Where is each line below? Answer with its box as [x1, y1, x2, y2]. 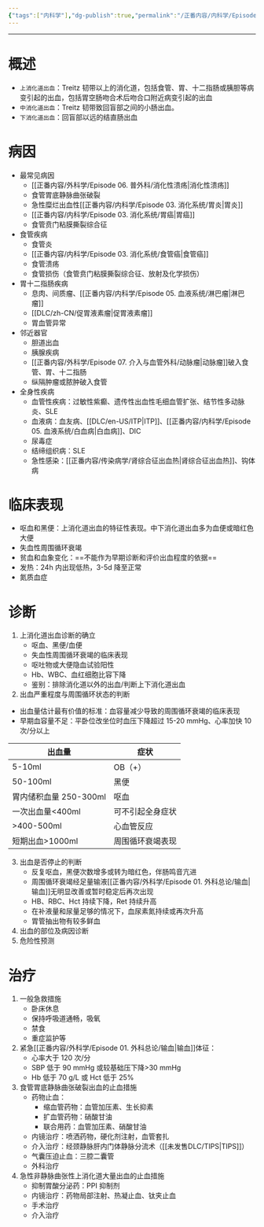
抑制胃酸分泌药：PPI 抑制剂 [31, 1181, 120, 1191]
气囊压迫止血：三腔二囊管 [31, 1151, 115, 1161]
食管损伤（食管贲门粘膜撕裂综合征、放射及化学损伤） [31, 268, 204, 278]
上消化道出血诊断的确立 [19, 630, 96, 640]
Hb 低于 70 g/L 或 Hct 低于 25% [31, 1073, 134, 1082]
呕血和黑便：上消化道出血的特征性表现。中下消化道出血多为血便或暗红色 [19, 523, 254, 533]
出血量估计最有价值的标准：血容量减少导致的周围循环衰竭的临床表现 [19, 706, 240, 716]
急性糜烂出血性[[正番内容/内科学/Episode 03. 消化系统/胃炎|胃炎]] [31, 200, 244, 209]
